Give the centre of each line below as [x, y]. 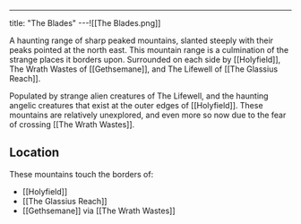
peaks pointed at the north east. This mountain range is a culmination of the [149, 50]
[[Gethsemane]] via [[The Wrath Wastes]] [99, 211]
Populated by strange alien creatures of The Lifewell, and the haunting [139, 96]
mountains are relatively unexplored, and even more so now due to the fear [148, 115]
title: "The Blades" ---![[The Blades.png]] [85, 23]
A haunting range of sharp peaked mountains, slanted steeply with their [142, 40]
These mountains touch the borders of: [82, 174]
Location [34, 153]
